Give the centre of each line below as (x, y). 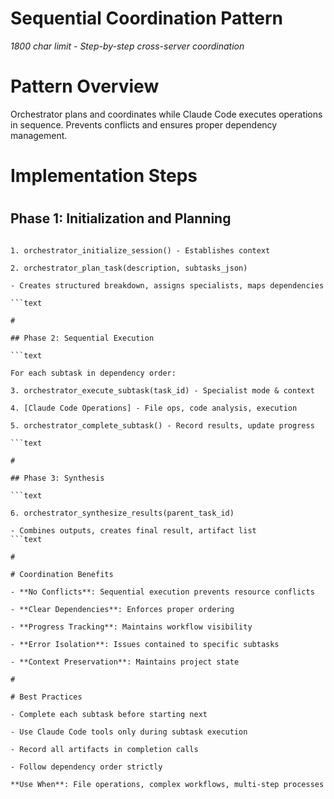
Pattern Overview (85, 86)
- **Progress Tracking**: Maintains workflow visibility (131, 627)
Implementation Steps (104, 176)
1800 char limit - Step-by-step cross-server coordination (127, 46)
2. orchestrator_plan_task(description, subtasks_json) (129, 268)
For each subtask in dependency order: (93, 373)
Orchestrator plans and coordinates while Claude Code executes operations (166, 114)
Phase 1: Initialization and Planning (121, 218)
